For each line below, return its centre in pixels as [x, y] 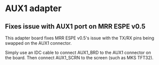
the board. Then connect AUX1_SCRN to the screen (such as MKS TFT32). [79, 58]
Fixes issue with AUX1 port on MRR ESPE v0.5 [75, 26]
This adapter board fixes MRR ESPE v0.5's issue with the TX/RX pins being [79, 38]
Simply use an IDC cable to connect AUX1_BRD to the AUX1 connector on [78, 52]
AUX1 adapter [33, 8]
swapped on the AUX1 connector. [38, 43]
